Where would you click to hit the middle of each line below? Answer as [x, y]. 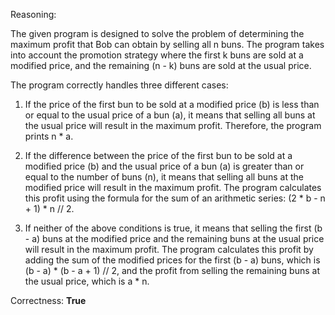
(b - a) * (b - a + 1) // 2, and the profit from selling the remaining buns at [172, 270]
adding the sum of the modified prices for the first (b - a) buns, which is [172, 260]
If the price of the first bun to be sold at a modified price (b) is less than [172, 104]
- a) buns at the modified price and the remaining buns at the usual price [174, 238]
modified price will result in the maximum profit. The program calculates [173, 187]
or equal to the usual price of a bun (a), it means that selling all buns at [170, 115]
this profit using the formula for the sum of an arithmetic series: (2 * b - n [175, 198]
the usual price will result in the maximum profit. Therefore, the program [173, 125]
